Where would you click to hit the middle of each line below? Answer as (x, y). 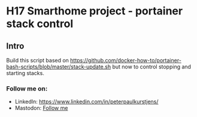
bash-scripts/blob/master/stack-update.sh (59, 67)
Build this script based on (37, 60)
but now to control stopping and (152, 67)
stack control (40, 24)
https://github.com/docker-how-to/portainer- (125, 60)
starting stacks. (25, 73)
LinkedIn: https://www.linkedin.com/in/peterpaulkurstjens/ (87, 102)
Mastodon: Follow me (41, 108)
